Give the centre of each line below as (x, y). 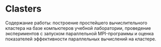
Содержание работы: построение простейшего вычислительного (76, 23)
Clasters (23, 9)
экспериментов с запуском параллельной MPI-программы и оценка (79, 33)
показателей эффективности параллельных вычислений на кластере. (81, 39)
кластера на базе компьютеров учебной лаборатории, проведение (78, 28)
